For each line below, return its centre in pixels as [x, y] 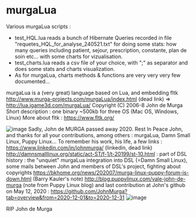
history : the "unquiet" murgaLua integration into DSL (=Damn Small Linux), [97, 160]
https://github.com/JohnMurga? [89, 191]
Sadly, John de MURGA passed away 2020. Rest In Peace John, [106, 129]
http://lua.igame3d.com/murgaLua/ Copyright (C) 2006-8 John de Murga [94, 105]
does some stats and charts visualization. [65, 69]
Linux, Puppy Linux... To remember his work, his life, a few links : [84, 141]
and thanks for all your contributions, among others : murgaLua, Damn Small [98, 135]
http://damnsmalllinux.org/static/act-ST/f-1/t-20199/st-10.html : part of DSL [97, 154]
